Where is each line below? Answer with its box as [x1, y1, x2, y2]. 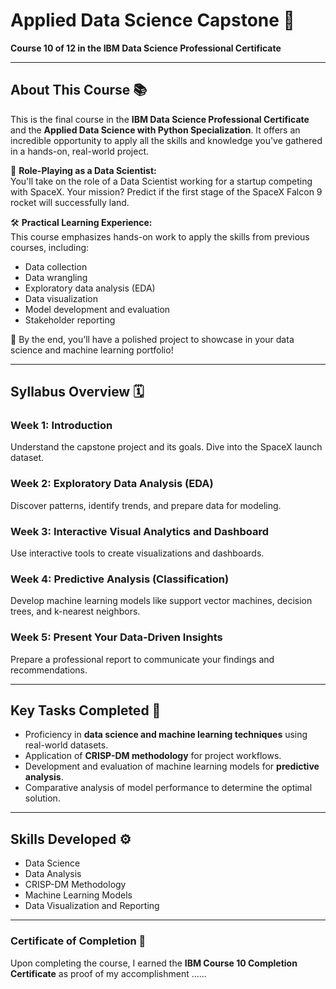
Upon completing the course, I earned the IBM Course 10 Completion [10, 957, 298, 969]
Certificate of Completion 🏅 [10, 934, 147, 948]
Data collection [24, 260, 88, 273]
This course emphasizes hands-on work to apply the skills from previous [10, 230, 310, 243]
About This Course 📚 [10, 82, 148, 99]
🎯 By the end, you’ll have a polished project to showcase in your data [10, 333, 295, 345]
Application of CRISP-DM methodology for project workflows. [24, 750, 282, 762]
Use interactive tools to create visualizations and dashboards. [10, 547, 265, 559]
